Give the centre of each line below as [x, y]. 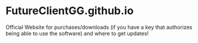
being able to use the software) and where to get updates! [77, 33]
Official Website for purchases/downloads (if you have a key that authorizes [99, 27]
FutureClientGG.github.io [70, 11]
